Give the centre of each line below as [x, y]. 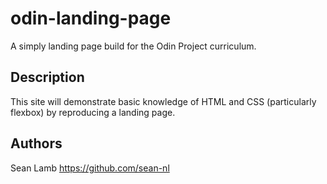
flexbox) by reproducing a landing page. [93, 112]
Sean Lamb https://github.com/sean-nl [90, 168]
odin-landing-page [91, 18]
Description [47, 77]
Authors [36, 143]
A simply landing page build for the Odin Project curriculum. [133, 46]
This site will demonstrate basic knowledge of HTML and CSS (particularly [163, 101]
